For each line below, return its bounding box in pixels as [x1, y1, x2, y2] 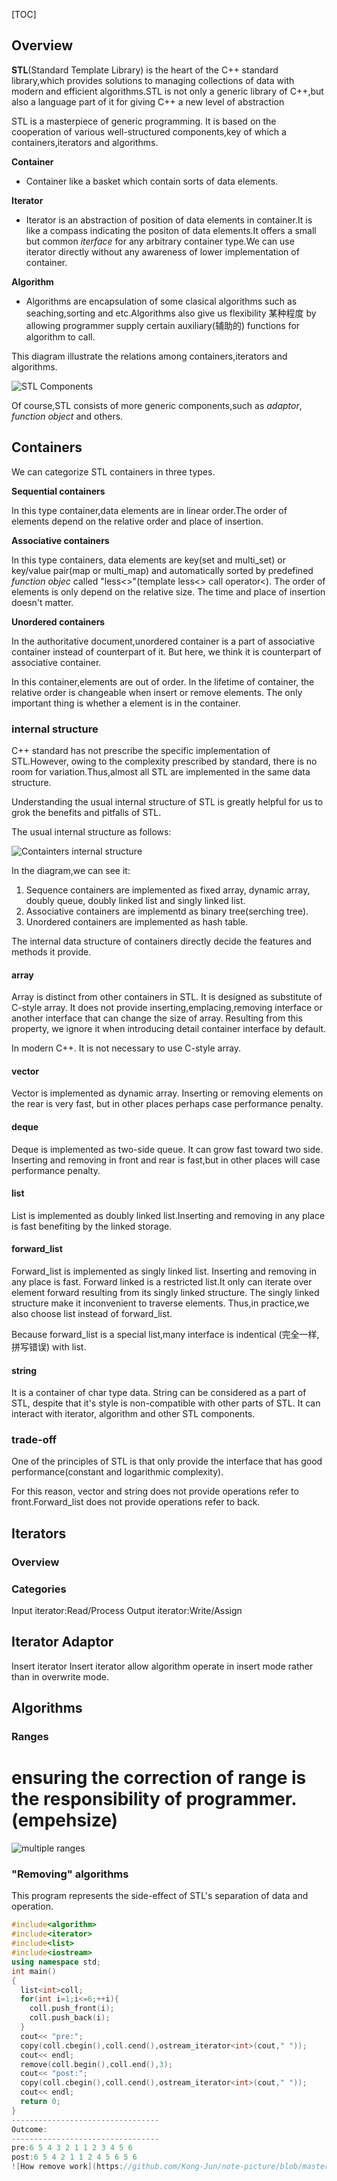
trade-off [11, 1433, 58, 1447]
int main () [11, 1966, 57, 1976]
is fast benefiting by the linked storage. [11, 1220, 173, 1232]
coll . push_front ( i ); [29, 2004, 115, 2014]
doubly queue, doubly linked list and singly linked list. [25, 894, 246, 906]
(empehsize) [11, 1809, 119, 1832]
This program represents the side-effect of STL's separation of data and [11, 1890, 309, 1902]
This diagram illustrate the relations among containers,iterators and [11, 350, 288, 362]
